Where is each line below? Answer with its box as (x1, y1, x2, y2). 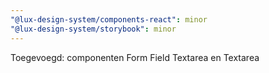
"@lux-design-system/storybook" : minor (10, 24, 177, 34)
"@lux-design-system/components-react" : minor (10, 14, 208, 25)
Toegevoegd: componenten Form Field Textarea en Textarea (10, 51, 260, 63)
